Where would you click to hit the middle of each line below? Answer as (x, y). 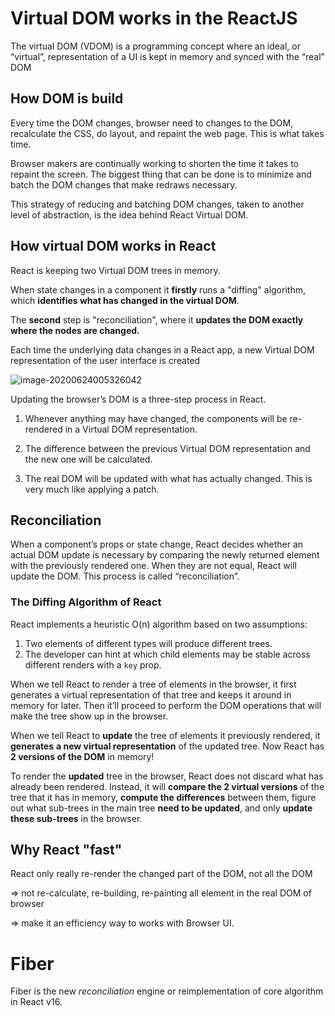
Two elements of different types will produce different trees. (148, 643)
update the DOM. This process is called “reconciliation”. (125, 576)
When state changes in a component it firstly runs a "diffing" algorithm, (158, 289)
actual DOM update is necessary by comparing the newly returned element (165, 555)
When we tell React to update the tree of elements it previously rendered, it (165, 735)
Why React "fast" (66, 850)
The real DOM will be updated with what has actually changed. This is (168, 478)
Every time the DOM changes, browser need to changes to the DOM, (152, 123)
